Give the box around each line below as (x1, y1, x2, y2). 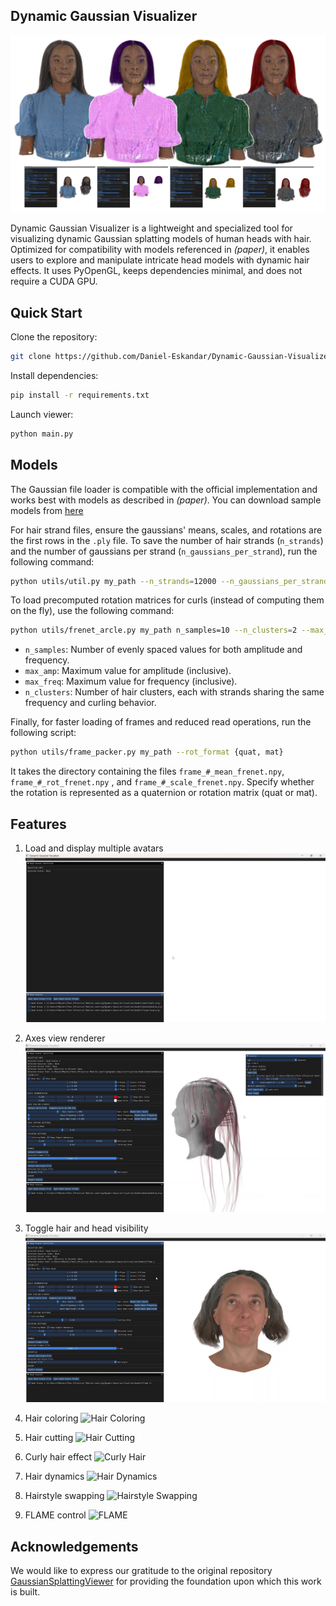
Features (10, 815, 67, 833)
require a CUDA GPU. (10, 275, 98, 288)
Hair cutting (24, 1432, 74, 1444)
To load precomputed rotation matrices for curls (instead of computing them (10, 594, 325, 606)
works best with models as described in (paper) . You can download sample (10, 494, 322, 506)
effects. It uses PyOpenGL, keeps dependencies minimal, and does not (10, 265, 303, 277)
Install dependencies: (10, 370, 99, 381)
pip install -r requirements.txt (10, 390, 150, 400)
